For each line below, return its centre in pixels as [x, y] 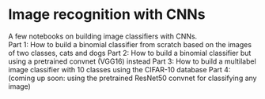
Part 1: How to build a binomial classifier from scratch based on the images [130, 44]
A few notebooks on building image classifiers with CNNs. [103, 36]
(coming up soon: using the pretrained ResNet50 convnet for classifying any [132, 78]
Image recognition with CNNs [107, 15]
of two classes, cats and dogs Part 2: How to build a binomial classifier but [130, 53]
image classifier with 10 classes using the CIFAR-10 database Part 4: [119, 69]
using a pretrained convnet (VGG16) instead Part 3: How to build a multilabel [132, 61]
